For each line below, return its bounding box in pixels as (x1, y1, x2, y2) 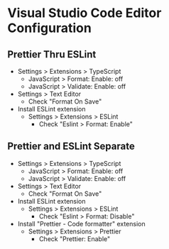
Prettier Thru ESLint (7, 48, 97, 60)
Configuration (7, 20, 92, 36)
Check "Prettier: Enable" (38, 234, 111, 243)
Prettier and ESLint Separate (7, 140, 135, 153)
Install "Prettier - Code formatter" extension (17, 219, 146, 228)
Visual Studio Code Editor (7, 5, 162, 21)
